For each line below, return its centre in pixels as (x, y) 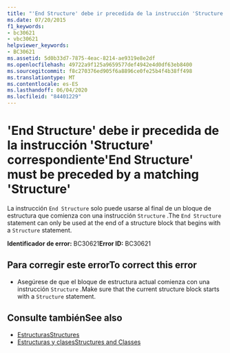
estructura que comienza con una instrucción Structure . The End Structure (114, 215)
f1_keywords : (26, 26)
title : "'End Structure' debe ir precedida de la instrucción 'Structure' (117, 13)
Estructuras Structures (48, 334)
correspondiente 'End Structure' (101, 160)
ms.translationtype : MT (41, 77)
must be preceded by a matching (103, 174)
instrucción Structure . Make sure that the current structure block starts (118, 289)
